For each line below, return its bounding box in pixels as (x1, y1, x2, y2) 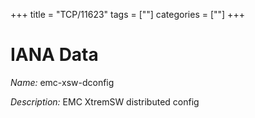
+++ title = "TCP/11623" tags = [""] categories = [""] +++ (10, 9, 245, 20)
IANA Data (10, 44, 99, 66)
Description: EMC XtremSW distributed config (10, 95, 200, 108)
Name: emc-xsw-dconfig (10, 76, 115, 88)
